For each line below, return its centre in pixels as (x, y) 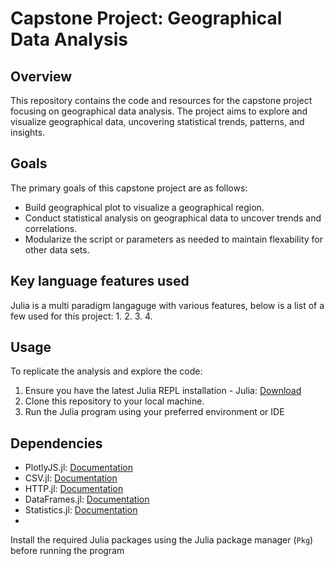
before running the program (67, 551)
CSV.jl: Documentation (71, 478)
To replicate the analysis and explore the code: (106, 371)
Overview (41, 76)
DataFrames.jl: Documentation (87, 499)
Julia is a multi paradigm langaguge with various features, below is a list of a (167, 305)
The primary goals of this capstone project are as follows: (129, 188)
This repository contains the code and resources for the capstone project (161, 100)
